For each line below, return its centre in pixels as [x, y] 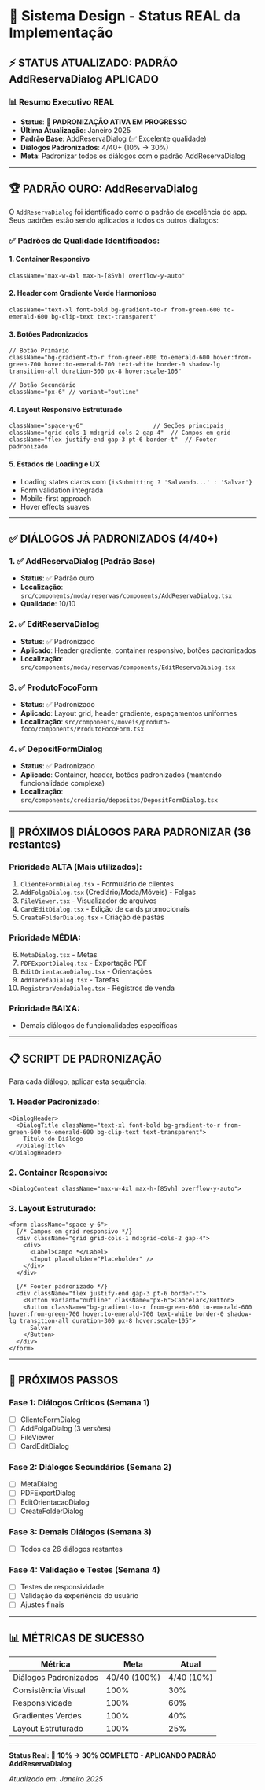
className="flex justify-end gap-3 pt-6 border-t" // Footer [113, 440]
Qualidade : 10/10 [48, 604]
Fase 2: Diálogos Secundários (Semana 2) [90, 1468]
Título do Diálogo [53, 1139]
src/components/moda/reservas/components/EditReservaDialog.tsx [128, 668]
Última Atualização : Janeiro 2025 [75, 130]
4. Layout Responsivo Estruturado [66, 409]
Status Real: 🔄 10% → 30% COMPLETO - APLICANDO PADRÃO [113, 1755]
